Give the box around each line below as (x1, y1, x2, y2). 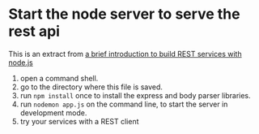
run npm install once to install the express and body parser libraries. (19, 90, 251, 100)
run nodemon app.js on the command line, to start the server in (19, 99, 228, 109)
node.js (8, 58, 34, 67)
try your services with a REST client (19, 116, 139, 126)
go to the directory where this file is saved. (19, 82, 163, 92)
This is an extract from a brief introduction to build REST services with (8, 49, 242, 58)
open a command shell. (19, 73, 99, 83)
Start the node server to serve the (8, 5, 240, 24)
